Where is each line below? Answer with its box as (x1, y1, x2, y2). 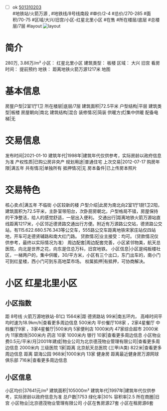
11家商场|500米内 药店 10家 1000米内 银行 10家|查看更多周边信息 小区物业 (10, 332, 161, 338)
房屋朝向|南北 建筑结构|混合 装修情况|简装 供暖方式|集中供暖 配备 (20, 109, 154, 115)
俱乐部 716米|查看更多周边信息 (5, 357, 67, 363)
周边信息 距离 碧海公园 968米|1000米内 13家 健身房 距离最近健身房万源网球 (5, 350, 159, 357)
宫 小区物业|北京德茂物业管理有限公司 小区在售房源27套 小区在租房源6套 (5, 400, 154, 406)
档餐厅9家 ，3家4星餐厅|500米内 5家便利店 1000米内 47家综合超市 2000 (5, 325, 155, 332)
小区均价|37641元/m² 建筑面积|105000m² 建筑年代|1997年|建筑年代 (5, 387, 143, 393)
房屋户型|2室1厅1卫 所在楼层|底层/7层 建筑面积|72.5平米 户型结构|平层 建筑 (5, 103, 158, 109)
